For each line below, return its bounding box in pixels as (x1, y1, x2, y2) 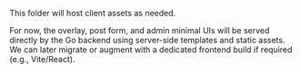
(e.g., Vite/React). (9, 54, 75, 64)
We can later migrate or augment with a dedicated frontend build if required (9, 44, 293, 55)
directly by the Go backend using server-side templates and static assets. (9, 35, 286, 45)
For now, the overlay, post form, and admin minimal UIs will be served (9, 25, 270, 35)
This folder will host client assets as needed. (9, 8, 176, 18)
